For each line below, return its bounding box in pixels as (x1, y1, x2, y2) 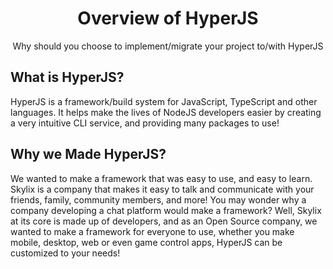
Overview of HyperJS (77, 7, 259, 30)
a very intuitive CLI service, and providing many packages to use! (10, 117, 280, 129)
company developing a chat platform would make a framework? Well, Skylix (10, 204, 322, 216)
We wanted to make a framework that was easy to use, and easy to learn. (10, 172, 313, 184)
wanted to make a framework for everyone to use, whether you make (10, 225, 295, 237)
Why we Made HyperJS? (10, 146, 167, 163)
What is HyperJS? (10, 69, 125, 86)
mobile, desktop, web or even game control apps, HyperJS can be (10, 236, 283, 248)
